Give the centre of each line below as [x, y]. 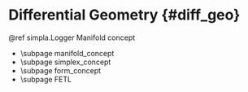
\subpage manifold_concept [67, 53]
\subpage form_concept [61, 70]
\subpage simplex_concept [65, 62]
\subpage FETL [46, 79]
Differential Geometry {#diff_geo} [124, 15]
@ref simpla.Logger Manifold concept [72, 37]
